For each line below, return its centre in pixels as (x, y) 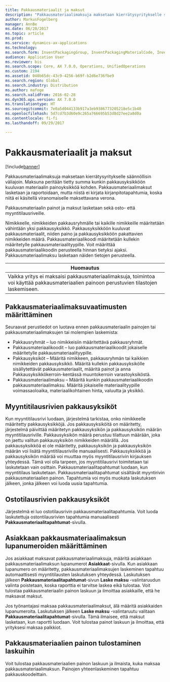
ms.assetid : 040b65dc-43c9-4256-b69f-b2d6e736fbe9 (60, 76)
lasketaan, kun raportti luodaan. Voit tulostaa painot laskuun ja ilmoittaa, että (85, 622)
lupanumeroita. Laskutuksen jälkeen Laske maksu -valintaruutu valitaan (80, 611)
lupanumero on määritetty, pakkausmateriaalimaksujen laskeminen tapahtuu (84, 569)
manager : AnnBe (21, 24)
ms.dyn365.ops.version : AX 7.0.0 (40, 99)
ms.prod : (14, 39)
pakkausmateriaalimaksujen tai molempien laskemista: (62, 332)
